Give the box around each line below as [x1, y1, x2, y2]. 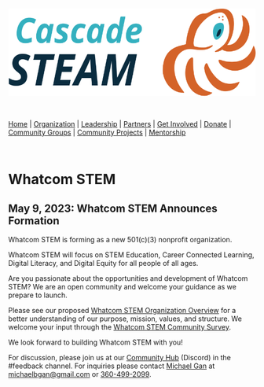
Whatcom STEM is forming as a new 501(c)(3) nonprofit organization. [8, 235, 233, 244]
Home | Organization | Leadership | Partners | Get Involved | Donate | [8, 120, 232, 128]
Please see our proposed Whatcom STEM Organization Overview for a [8, 306, 236, 315]
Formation [8, 214, 60, 227]
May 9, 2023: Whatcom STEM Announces [8, 201, 218, 215]
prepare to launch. [8, 290, 68, 300]
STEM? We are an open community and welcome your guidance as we [8, 282, 237, 291]
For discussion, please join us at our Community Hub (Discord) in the [8, 353, 232, 362]
